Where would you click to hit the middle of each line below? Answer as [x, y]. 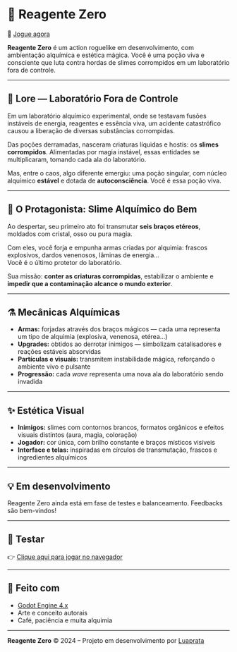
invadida [30, 382]
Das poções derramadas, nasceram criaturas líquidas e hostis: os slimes [113, 144]
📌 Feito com [34, 588]
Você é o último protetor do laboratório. [65, 262]
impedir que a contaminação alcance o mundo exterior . [90, 283]
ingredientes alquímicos [52, 457]
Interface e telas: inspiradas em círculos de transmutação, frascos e [117, 450]
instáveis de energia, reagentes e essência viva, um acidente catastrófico [114, 123]
